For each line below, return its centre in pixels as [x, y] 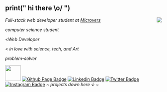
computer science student [32, 30]
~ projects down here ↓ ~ [73, 84]
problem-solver [21, 58]
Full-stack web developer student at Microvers [53, 20]
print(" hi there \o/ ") [38, 8]
